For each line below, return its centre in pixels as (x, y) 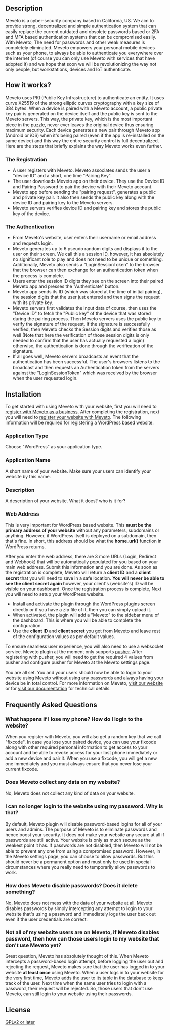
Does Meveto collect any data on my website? (63, 782)
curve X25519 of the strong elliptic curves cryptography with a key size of (82, 103)
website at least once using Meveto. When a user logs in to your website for (85, 973)
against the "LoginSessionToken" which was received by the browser (85, 373)
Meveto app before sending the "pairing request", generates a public (84, 192)
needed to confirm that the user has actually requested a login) (78, 341)
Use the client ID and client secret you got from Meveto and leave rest (86, 631)
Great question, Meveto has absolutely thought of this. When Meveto (77, 956)
